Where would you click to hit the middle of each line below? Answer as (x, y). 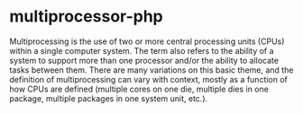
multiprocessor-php (87, 17)
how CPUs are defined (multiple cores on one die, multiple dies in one (139, 89)
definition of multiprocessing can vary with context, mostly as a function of (149, 79)
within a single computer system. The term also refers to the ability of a (142, 50)
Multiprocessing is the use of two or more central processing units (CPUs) (147, 41)
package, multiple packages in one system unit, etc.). (109, 98)
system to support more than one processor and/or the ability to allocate (144, 60)
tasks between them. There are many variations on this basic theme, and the (151, 70)
